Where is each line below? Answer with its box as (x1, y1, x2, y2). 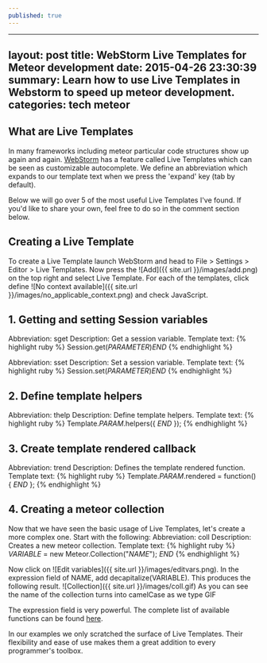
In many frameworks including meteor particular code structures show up (8, 146, 250, 156)
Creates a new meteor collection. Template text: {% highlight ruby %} (8, 541, 236, 550)
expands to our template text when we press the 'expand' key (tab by (8, 172, 236, 181)
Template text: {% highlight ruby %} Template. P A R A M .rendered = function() (8, 472, 257, 481)
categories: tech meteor (8, 98, 130, 112)
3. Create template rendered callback (8, 441, 196, 455)
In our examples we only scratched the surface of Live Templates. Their (8, 629, 243, 638)
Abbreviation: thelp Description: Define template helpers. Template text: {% (8, 411, 254, 420)
